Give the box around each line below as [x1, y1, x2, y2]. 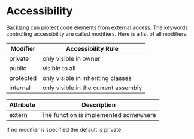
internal [9, 84, 31, 92]
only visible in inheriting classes [42, 73, 132, 82]
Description [81, 100, 116, 109]
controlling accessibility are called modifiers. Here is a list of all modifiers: [6, 30, 188, 37]
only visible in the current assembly [42, 84, 143, 92]
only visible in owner [42, 54, 101, 63]
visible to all [42, 64, 76, 72]
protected [9, 73, 37, 82]
